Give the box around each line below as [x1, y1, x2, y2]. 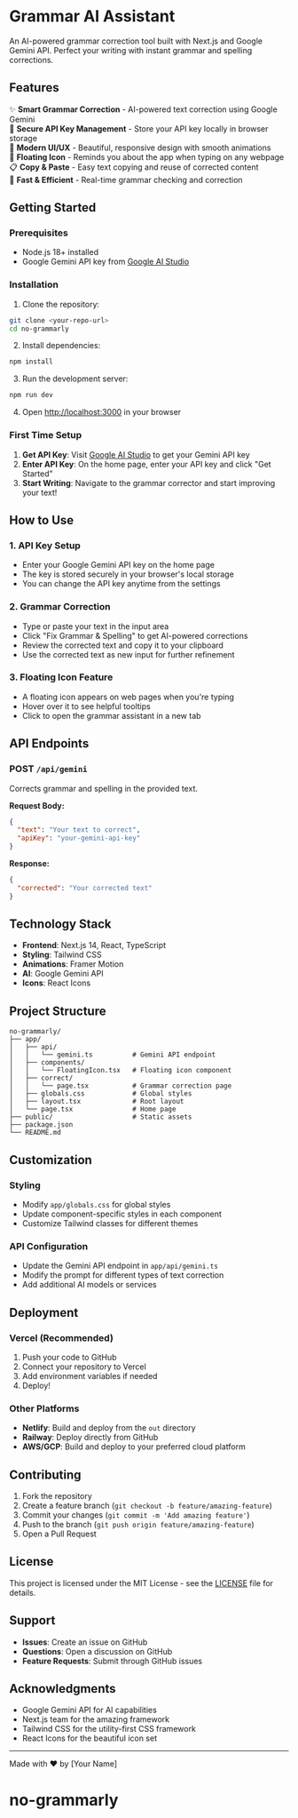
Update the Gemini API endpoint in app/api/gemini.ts [21, 1260, 219, 1272]
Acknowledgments [9, 1681, 117, 1696]
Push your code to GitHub [21, 1352, 117, 1362]
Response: [9, 858, 51, 868]
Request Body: [9, 800, 65, 810]
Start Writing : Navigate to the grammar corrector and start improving [21, 477, 276, 488]
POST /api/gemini [9, 762, 88, 775]
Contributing [9, 1467, 82, 1482]
